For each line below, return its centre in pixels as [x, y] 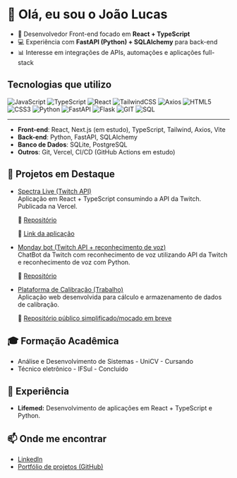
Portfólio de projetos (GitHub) [60, 467]
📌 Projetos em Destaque [61, 174]
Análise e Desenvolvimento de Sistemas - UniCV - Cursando [105, 362]
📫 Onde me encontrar [57, 439]
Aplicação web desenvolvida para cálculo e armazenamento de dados [120, 297]
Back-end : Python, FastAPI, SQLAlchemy [77, 137]
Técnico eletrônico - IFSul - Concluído [73, 369]
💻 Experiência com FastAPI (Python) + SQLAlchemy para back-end [117, 42]
